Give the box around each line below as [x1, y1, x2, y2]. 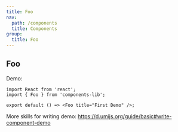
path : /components [11, 20, 58, 26]
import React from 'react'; [6, 86, 76, 92]
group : [6, 31, 23, 37]
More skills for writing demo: [6, 112, 76, 120]
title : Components [11, 25, 58, 32]
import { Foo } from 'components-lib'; [6, 91, 106, 98]
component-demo [6, 119, 51, 126]
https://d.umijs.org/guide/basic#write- [77, 112, 172, 120]
